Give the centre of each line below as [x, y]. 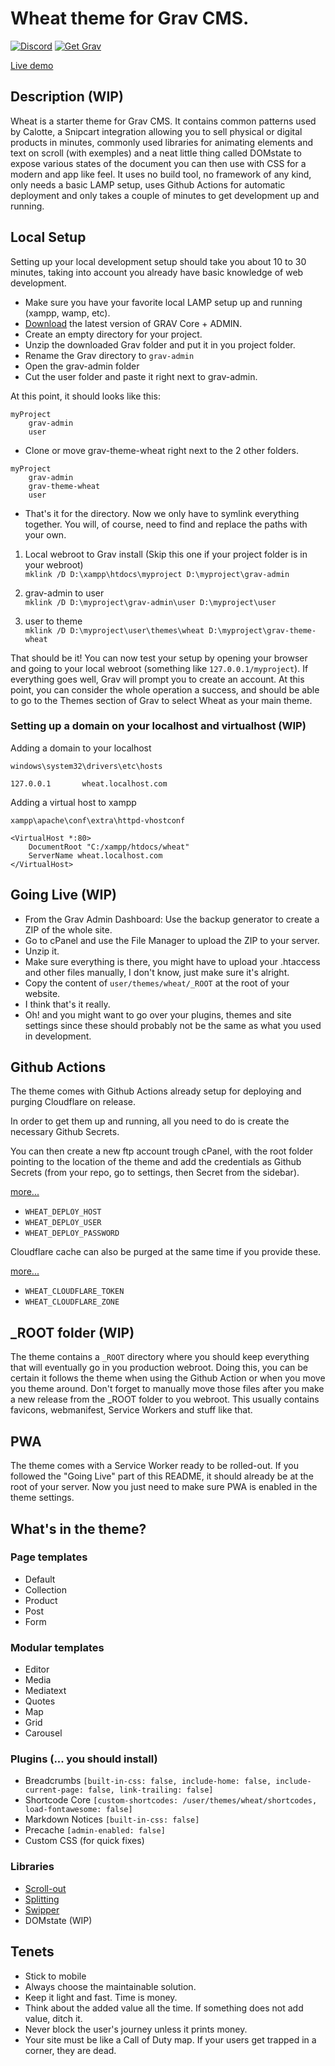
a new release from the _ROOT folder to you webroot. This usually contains [165, 1399]
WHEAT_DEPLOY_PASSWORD [72, 1233]
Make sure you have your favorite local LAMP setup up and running [163, 302]
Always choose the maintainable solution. [110, 1986]
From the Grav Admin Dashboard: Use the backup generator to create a [172, 919]
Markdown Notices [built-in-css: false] [112, 1819]
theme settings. [42, 1498]
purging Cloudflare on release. [73, 1102]
